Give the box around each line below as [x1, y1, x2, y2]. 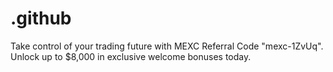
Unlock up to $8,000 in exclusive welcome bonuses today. [10, 50, 252, 62]
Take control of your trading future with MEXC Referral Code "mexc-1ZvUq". [10, 40, 324, 52]
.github [10, 7, 72, 30]
